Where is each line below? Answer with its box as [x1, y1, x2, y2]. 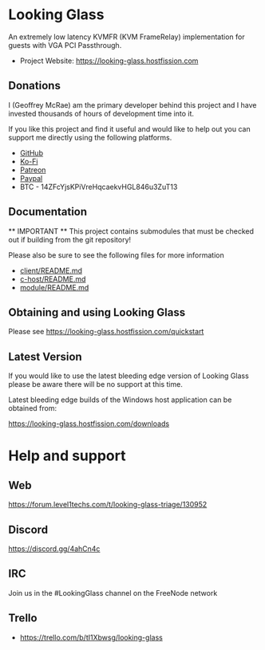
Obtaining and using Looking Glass [8, 305, 186, 319]
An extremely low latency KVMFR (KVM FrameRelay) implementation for [8, 32, 245, 41]
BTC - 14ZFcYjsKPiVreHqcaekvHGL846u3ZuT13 [19, 182, 178, 191]
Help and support [8, 447, 126, 465]
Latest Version [8, 349, 82, 364]
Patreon [19, 165, 46, 175]
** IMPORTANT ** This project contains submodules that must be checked [8, 226, 254, 236]
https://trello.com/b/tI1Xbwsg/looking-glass [19, 632, 164, 642]
